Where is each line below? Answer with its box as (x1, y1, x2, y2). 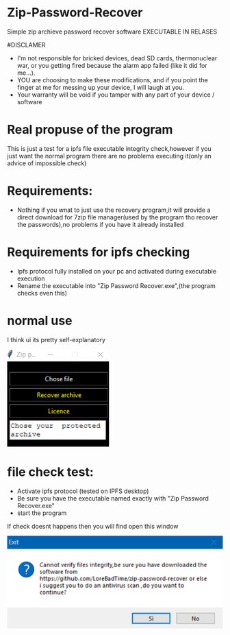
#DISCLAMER (7, 40, 46, 49)
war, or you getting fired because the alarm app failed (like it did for (16, 61, 207, 69)
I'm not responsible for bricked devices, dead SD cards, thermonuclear (16, 53, 218, 62)
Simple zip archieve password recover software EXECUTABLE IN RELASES (7, 27, 218, 36)
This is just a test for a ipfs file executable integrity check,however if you (7, 144, 212, 152)
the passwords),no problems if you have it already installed (16, 220, 184, 228)
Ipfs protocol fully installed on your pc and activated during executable (16, 267, 217, 275)
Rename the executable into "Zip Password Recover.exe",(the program (16, 281, 216, 289)
